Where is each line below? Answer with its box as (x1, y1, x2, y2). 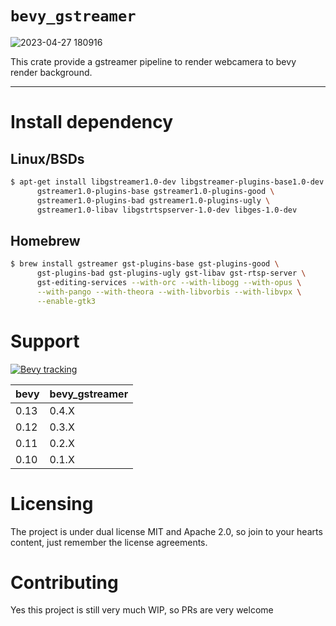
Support (10, 330, 80, 352)
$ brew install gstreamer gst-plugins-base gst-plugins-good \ (10, 259, 280, 269)
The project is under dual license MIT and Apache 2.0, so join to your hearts (10, 525, 323, 537)
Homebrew (10, 232, 81, 249)
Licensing (10, 492, 94, 515)
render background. (10, 66, 93, 78)
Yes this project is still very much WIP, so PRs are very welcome (10, 604, 274, 616)
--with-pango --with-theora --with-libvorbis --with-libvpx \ (36, 287, 302, 297)
